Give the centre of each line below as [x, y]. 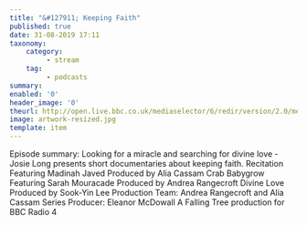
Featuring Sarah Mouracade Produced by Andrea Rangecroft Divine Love [147, 183]
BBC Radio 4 [33, 212]
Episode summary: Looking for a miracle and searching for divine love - [144, 154]
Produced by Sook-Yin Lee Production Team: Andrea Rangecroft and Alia [147, 193]
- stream [63, 60]
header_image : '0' [44, 102]
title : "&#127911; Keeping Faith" [75, 18]
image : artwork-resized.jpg [63, 119]
